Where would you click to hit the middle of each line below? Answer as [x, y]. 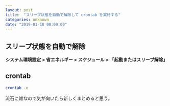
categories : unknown [27, 19]
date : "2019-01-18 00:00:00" [36, 24]
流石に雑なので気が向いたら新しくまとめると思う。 [59, 98]
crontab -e [17, 88]
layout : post [19, 10]
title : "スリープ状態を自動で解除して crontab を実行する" [63, 15]
